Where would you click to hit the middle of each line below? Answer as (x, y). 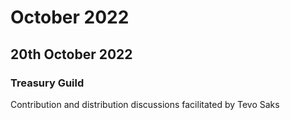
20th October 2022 (71, 54)
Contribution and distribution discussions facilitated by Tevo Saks (145, 104)
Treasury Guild (47, 83)
